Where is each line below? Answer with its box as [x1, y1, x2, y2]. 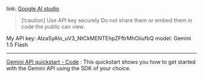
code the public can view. [21, 23, 85, 30]
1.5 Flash [6, 41, 28, 48]
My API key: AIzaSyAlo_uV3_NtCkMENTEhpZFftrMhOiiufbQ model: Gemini [6, 35, 192, 41]
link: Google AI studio [6, 5, 59, 12]
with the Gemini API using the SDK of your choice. [6, 65, 131, 71]
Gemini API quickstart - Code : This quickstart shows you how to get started [6, 58, 196, 65]
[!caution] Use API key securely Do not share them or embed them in [21, 17, 193, 23]
